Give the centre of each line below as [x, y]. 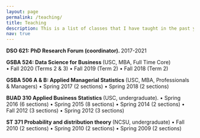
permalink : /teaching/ [34, 17]
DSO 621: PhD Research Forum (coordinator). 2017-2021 [76, 51]
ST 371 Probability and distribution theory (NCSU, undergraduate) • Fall [95, 122]
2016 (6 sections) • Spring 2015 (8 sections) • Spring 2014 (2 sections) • [96, 104]
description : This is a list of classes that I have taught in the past [98, 28]
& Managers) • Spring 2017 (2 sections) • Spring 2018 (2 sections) [88, 86]
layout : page [22, 12]
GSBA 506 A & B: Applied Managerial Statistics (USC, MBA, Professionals [98, 80]
